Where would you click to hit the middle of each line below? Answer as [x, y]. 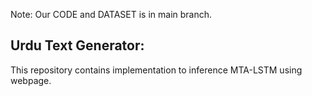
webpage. [31, 80]
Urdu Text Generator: [77, 45]
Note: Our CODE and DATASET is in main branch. [111, 14]
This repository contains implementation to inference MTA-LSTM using [156, 70]
